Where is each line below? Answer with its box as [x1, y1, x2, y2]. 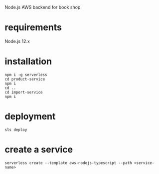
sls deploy [4, 127, 27, 132]
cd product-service [4, 76, 45, 81]
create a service [4, 144, 73, 155]
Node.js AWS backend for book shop [4, 4, 81, 10]
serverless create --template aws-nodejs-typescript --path [4, 160, 133, 165]
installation [4, 56, 52, 67]
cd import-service [4, 89, 43, 94]
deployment [4, 111, 56, 122]
